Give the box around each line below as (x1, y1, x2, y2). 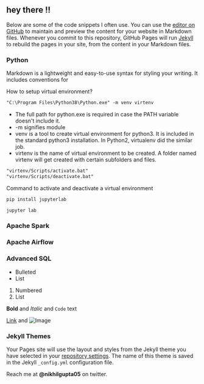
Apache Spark (6, 222, 50, 230)
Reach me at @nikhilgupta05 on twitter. (6, 370, 108, 377)
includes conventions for (6, 76, 69, 84)
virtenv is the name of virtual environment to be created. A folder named (15, 149, 197, 157)
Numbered (15, 286, 43, 294)
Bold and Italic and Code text (6, 305, 77, 312)
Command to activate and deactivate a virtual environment (6, 184, 153, 191)
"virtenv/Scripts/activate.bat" (6, 168, 88, 174)
